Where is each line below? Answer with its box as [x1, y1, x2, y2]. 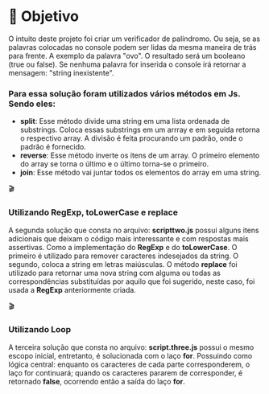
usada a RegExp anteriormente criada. [8, 285, 137, 294]
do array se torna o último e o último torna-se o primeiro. [19, 159, 209, 169]
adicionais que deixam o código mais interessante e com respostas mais [8, 233, 249, 244]
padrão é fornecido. [19, 142, 86, 152]
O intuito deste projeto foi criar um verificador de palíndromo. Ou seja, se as [8, 34, 260, 43]
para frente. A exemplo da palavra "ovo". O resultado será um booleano [8, 51, 246, 60]
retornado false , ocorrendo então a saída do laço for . [8, 376, 185, 386]
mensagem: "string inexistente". [8, 68, 114, 77]
